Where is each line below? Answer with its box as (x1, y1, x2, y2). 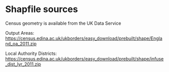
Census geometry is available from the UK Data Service (5, 20, 121, 26)
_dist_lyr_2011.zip (5, 61, 41, 67)
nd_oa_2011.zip (5, 40, 37, 46)
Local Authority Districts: (5, 50, 57, 56)
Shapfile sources (5, 4, 78, 15)
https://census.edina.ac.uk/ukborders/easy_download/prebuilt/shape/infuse (5, 55, 164, 61)
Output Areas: (5, 30, 34, 36)
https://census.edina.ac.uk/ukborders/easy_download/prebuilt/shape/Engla (5, 35, 163, 41)
